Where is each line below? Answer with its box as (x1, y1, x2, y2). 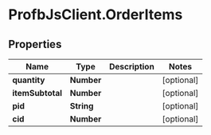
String (69, 101, 94, 111)
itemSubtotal (12, 88, 62, 98)
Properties (8, 38, 62, 51)
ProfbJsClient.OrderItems (8, 6, 183, 24)
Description (108, 62, 155, 72)
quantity (12, 74, 45, 85)
